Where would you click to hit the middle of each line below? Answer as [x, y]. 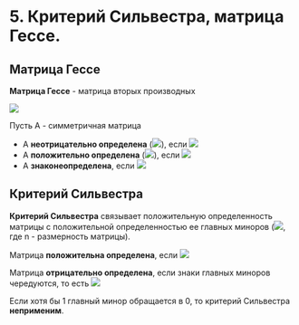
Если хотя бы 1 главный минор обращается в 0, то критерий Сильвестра [150, 301]
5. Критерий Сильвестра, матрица [147, 17]
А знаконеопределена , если [78, 166]
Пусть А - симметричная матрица [76, 125]
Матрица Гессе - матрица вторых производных [103, 91]
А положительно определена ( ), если [101, 155]
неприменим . [37, 311]
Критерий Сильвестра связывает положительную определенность [141, 215]
